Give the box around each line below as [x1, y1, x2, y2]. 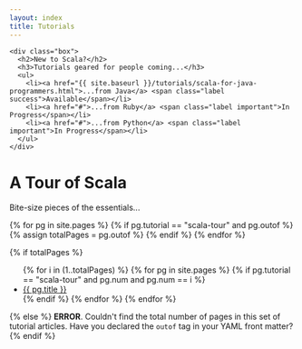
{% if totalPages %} [9, 247, 83, 258]
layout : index [9, 13, 63, 23]
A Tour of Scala [9, 172, 127, 193]
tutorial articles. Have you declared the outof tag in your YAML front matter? [9, 321, 294, 332]
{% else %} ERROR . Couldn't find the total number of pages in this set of [9, 311, 281, 323]
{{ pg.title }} [22, 284, 67, 295]
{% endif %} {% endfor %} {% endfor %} [22, 294, 177, 304]
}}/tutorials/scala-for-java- [143, 78, 258, 87]
